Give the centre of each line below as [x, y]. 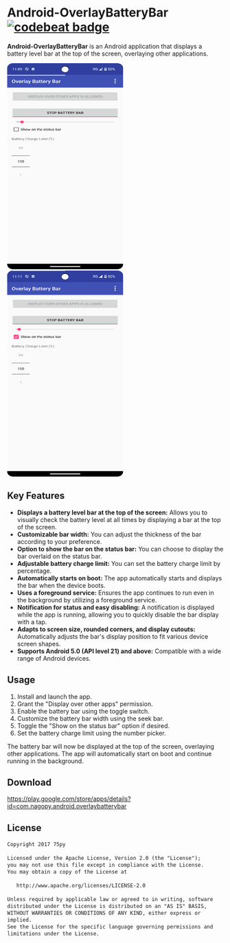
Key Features [36, 496]
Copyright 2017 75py [37, 845]
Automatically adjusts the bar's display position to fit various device [113, 636]
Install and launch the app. [55, 696]
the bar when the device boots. [61, 585]
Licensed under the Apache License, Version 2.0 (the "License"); [104, 859]
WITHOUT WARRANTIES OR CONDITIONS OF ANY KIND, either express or [104, 913]
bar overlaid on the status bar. [59, 556]
